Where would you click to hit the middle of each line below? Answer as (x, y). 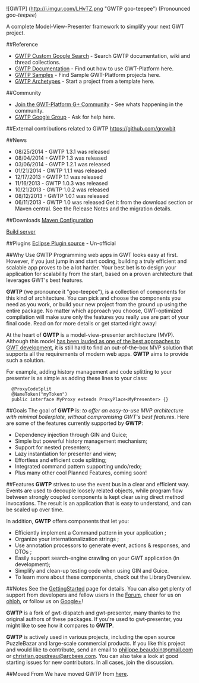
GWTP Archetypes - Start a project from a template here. (85, 81)
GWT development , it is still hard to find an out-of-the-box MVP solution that (99, 347)
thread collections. (37, 62)
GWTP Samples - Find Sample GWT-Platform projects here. (88, 75)
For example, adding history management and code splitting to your (89, 372)
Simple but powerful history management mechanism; (81, 441)
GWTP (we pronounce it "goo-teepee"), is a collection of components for (96, 292)
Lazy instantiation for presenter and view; (66, 454)
